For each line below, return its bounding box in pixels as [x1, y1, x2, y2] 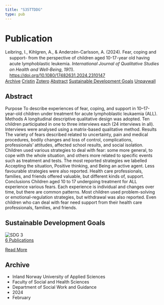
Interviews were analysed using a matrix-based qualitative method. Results [5, 126, 157, 132]
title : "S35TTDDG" [5, 7, 43, 12]
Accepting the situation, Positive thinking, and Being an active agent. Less [5, 163, 155, 168]
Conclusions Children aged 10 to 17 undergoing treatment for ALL [5, 178, 137, 184]
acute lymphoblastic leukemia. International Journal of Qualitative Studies [9, 61, 160, 67]
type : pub [5, 12, 26, 17]
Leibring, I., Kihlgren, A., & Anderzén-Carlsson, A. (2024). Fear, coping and [5, 49, 157, 55]
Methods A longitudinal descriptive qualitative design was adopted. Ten [5, 116, 150, 122]
